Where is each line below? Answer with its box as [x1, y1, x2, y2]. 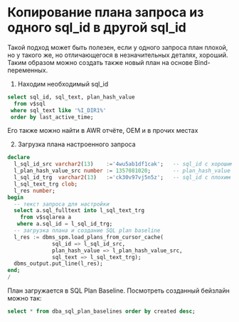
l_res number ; [14, 187, 55, 194]
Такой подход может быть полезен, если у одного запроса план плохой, [7, 43, 228, 51]
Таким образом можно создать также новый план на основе [7, 58, 193, 66]
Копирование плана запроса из [7, 4, 204, 21]
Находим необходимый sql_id [17, 79, 109, 88]
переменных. [7, 66, 48, 74]
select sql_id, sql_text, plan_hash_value [7, 94, 135, 101]
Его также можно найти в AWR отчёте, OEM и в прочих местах [7, 126, 198, 135]
